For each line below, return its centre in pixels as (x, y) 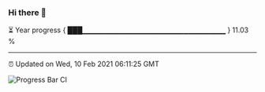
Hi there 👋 (28, 13)
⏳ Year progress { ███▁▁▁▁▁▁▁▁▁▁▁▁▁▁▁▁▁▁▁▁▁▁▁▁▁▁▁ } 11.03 (129, 30)
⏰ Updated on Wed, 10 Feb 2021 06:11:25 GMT (84, 64)
